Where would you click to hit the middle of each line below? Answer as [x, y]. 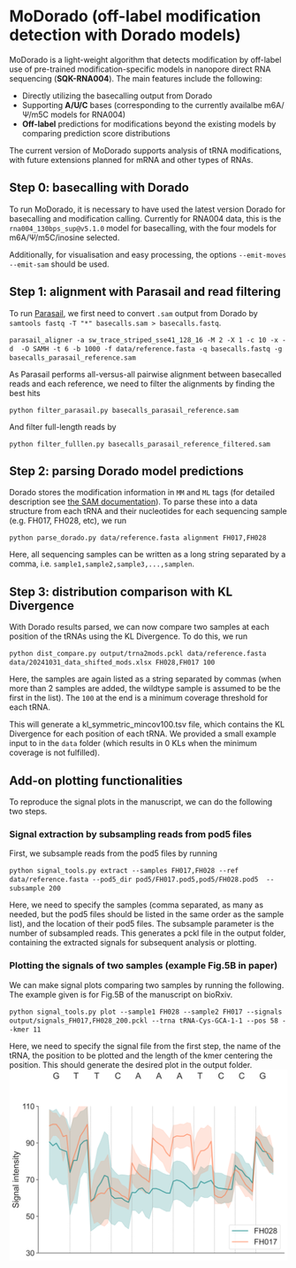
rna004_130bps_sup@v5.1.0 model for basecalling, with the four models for [143, 228]
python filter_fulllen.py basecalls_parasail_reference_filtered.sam [140, 444]
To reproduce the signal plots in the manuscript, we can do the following [141, 802]
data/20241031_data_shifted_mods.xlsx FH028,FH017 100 [112, 663]
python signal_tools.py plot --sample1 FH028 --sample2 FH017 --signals [146, 1012]
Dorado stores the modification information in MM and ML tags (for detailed [142, 493]
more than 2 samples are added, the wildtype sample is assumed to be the [145, 688]
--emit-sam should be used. [59, 264]
